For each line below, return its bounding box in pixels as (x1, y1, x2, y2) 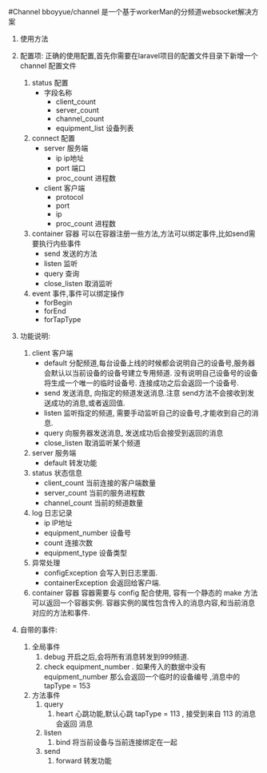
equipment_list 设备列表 (55, 123, 134, 133)
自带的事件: (19, 625, 58, 634)
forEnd (43, 306, 66, 316)
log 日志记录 (31, 508, 73, 517)
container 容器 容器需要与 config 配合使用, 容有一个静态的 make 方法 (31, 588, 258, 597)
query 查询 (43, 269, 80, 278)
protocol (55, 193, 84, 201)
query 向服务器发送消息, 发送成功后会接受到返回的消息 (43, 428, 224, 437)
